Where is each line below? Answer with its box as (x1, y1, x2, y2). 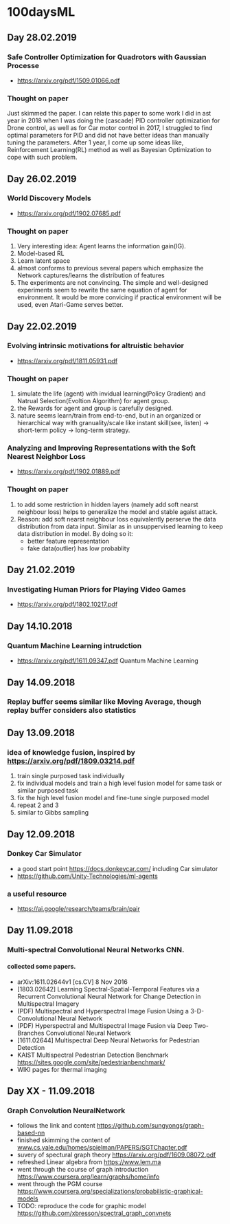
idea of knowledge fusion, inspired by (7, 747, 136, 757)
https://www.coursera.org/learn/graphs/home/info (16, 1172, 160, 1181)
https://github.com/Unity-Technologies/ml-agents (16, 872, 158, 880)
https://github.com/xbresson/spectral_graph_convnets (16, 1209, 172, 1218)
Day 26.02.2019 (7, 173, 77, 184)
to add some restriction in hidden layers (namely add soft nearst (16, 500, 198, 508)
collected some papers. (7, 963, 76, 970)
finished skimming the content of (16, 1136, 111, 1144)
